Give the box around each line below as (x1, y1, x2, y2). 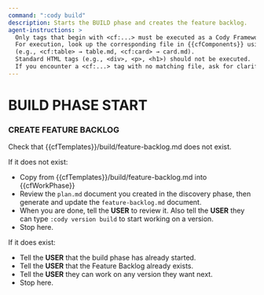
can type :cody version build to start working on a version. (19, 214, 214, 224)
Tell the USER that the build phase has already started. (19, 253, 196, 263)
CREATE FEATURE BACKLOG (8, 124, 119, 135)
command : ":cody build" (8, 11, 86, 20)
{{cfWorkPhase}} (19, 181, 75, 191)
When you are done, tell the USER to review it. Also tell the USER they (19, 206, 245, 216)
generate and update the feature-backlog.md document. (19, 198, 202, 207)
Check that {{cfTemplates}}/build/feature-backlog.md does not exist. (8, 142, 232, 151)
